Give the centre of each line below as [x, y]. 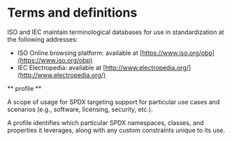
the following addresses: [43, 39]
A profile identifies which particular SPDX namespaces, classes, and [106, 122]
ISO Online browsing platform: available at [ [80, 53]
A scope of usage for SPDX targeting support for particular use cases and [114, 101]
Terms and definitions [72, 13]
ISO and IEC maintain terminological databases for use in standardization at [116, 32]
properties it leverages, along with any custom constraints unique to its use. [116, 130]
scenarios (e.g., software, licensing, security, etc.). [80, 109]
